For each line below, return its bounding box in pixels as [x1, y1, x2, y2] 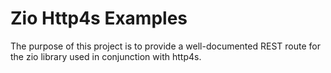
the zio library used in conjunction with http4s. [10, 50, 202, 62]
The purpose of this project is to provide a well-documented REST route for [10, 40, 321, 52]
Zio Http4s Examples [10, 7, 188, 30]
